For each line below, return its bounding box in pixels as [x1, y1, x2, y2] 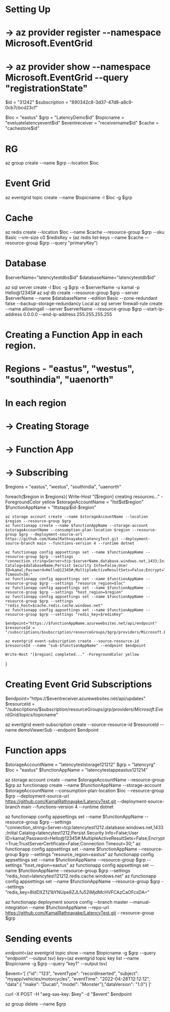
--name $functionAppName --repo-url [28, 904, 109, 910]
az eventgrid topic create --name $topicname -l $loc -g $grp [5, 195, 133, 201]
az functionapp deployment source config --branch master [5, 899, 129, 905]
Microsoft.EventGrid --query [5, 72, 129, 83]
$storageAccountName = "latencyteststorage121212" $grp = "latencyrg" [5, 761, 156, 768]
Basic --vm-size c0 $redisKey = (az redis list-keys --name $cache [5, 235, 144, 241]
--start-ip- [143, 306, 164, 312]
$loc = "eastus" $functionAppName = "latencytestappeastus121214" [5, 767, 148, 773]
